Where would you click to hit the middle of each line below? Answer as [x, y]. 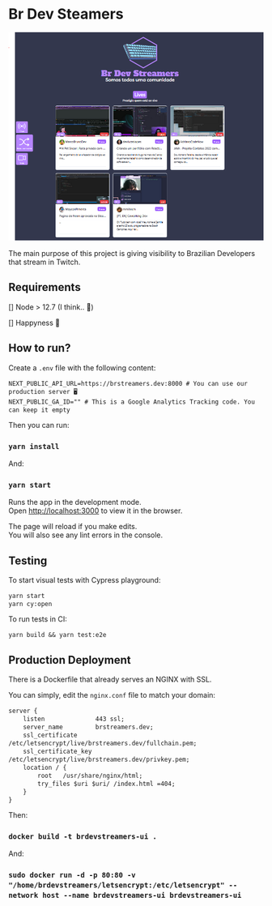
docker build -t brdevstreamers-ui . [83, 836]
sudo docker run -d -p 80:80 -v [72, 875]
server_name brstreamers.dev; [88, 727]
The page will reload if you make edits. [73, 527]
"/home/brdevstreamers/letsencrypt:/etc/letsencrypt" [117, 885]
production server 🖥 [43, 391]
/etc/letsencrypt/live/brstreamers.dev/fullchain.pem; [103, 743]
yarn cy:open [30, 605]
